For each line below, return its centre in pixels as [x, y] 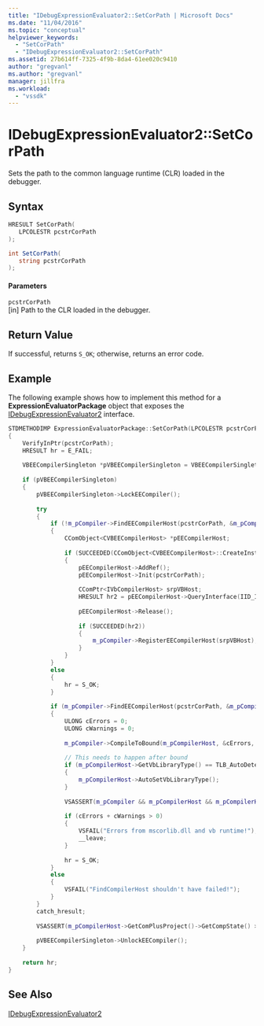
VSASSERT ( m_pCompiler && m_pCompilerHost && [138, 802]
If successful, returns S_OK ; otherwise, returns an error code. [106, 354]
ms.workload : [29, 89]
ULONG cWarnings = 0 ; [99, 729]
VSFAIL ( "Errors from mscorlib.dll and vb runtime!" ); [168, 831]
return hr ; [40, 962]
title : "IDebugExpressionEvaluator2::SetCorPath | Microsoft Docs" [121, 15]
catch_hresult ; [61, 911]
